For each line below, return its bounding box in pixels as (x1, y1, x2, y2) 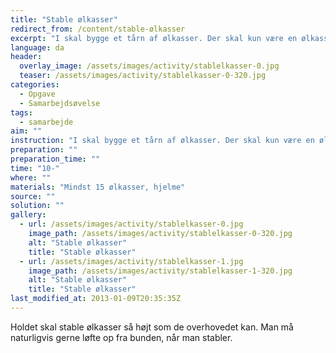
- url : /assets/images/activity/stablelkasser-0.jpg (19, 219, 244, 230)
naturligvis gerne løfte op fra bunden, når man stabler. (10, 331, 233, 343)
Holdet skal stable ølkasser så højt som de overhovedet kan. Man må (10, 321, 294, 333)
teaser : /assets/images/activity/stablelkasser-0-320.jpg (19, 71, 267, 81)
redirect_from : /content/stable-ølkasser (10, 24, 186, 34)
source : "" (10, 191, 56, 201)
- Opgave (19, 89, 56, 99)
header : (10, 52, 43, 62)
